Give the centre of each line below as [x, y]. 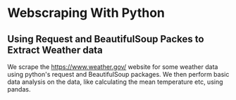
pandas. [19, 89]
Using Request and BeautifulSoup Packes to [106, 39]
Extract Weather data [55, 50]
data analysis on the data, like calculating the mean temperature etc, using [115, 82]
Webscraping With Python [86, 13]
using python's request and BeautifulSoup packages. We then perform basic [118, 74]
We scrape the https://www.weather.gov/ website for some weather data [113, 67]
